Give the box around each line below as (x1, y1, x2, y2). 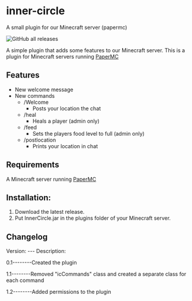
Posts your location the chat (32, 105, 101, 112)
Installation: (6, 193, 52, 203)
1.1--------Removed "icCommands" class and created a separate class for (6, 271, 187, 278)
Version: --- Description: (6, 248, 66, 255)
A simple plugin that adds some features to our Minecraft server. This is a (6, 46, 185, 54)
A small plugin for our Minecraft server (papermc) (6, 24, 127, 31)
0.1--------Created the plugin (6, 259, 77, 266)
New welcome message (14, 86, 73, 93)
